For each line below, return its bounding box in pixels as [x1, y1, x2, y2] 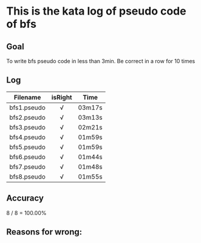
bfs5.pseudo [9, 143, 46, 151]
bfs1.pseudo [9, 103, 46, 112]
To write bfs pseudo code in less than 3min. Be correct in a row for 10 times [6, 58, 196, 64]
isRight [51, 93, 72, 101]
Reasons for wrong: [6, 227, 83, 238]
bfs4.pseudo [9, 132, 46, 141]
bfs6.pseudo [9, 152, 46, 161]
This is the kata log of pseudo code [6, 4, 186, 18]
